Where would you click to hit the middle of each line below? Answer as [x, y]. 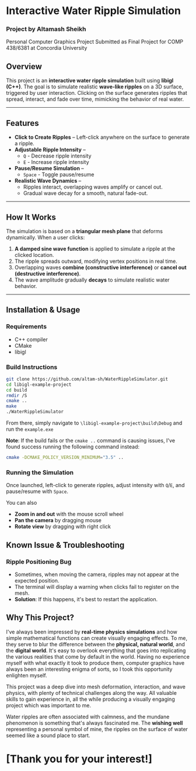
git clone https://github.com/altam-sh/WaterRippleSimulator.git [87, 379]
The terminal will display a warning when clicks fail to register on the [97, 587]
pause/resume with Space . [37, 491]
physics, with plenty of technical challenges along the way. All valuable [91, 693]
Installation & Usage [43, 310]
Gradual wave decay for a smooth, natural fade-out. [85, 193]
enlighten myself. [27, 675]
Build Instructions [32, 367]
